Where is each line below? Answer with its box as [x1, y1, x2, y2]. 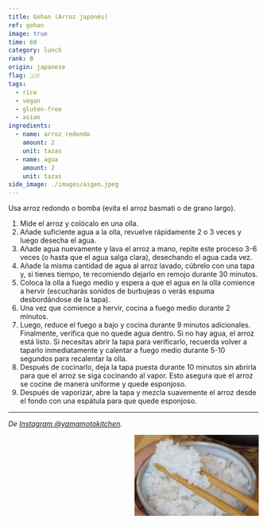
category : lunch [8, 46, 62, 55]
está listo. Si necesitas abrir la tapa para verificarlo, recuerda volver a [19, 337, 248, 347]
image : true [8, 29, 48, 37]
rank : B [8, 55, 34, 63]
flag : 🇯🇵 [8, 72, 41, 80]
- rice [15, 88, 37, 96]
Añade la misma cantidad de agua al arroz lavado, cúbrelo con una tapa [19, 261, 255, 270]
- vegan [15, 96, 41, 105]
